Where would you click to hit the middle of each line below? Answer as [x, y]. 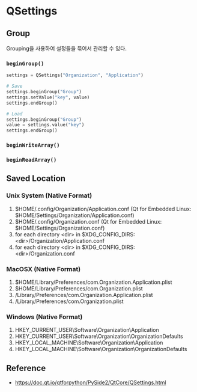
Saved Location [36, 179]
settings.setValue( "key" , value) [48, 97]
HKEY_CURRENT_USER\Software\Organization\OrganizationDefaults [99, 336]
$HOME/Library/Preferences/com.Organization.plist [79, 289]
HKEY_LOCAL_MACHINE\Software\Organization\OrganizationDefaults [101, 349]
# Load [14, 114]
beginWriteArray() [33, 145]
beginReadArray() [32, 160]
